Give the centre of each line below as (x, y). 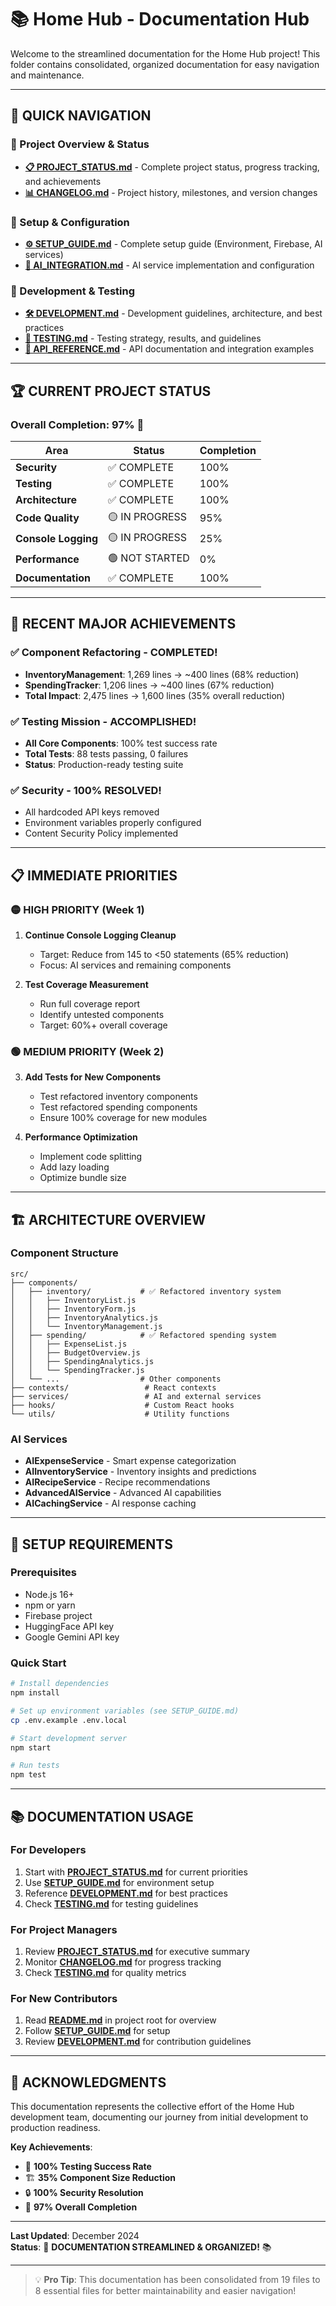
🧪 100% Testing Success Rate (88, 2167)
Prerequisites (43, 1573)
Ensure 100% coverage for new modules (123, 1118)
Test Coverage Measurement (86, 984)
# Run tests (35, 1766)
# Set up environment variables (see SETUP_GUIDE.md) (125, 1711)
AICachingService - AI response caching (110, 1503)
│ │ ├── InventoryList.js (73, 1300)
